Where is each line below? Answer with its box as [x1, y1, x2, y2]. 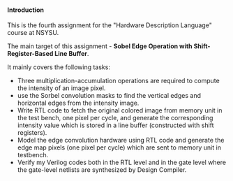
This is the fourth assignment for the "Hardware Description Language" [7, 21, 213, 29]
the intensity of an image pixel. [17, 84, 106, 92]
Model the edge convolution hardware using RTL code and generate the [17, 136, 225, 145]
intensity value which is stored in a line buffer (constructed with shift [17, 121, 214, 129]
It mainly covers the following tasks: [7, 63, 110, 71]
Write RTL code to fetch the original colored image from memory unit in [17, 106, 223, 115]
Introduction [7, 6, 44, 14]
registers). [17, 129, 47, 137]
